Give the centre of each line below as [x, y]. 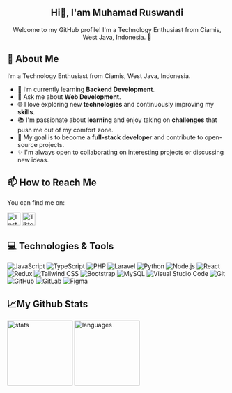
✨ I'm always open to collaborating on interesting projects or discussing [121, 152]
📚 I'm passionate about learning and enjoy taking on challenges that [117, 120]
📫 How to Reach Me [52, 183]
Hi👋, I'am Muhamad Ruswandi [117, 13]
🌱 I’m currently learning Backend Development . [86, 89]
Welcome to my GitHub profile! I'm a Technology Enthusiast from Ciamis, [117, 29]
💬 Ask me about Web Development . [69, 97]
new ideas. [33, 160]
